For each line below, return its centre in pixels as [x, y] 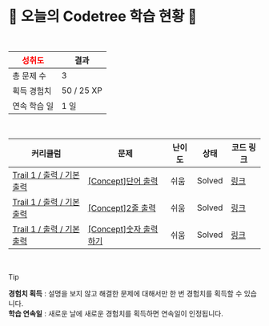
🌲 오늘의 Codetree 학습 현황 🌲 [103, 16]
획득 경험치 [32, 91]
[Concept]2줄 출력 [122, 207]
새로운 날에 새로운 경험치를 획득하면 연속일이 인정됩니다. [136, 313]
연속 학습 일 [33, 106]
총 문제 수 [29, 75]
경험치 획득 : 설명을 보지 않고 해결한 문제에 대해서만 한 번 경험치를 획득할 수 [125, 293]
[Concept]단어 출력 [123, 181]
